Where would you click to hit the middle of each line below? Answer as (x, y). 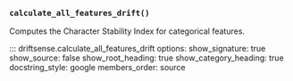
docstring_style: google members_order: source (97, 68)
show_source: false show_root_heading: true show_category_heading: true (146, 58)
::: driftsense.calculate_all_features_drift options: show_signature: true (138, 49)
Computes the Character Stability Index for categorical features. (127, 31)
